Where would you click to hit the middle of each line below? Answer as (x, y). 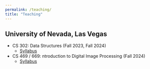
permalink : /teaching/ (28, 10)
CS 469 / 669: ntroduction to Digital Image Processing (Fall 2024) (79, 56)
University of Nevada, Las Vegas (56, 34)
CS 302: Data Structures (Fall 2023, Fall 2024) (59, 46)
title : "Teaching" (24, 14)
